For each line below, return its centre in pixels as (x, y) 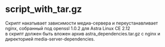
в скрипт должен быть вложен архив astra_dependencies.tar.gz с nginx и (83, 33)
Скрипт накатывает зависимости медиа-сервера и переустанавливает (81, 23)
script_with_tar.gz (44, 9)
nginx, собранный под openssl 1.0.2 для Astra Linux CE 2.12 (68, 28)
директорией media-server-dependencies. (50, 39)
